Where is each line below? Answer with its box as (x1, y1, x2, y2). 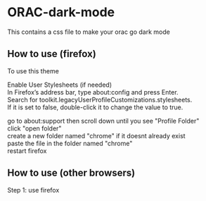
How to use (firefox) (7, 48, 96, 60)
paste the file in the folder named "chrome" (7, 139, 133, 147)
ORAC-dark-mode (7, 4, 115, 20)
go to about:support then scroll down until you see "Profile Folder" (7, 116, 200, 125)
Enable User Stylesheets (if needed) (7, 80, 112, 89)
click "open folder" (7, 124, 62, 133)
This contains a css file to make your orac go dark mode (7, 28, 170, 36)
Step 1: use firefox (7, 185, 60, 194)
